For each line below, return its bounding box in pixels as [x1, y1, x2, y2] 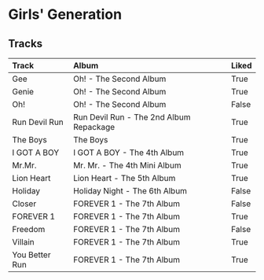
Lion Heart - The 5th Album [73, 173, 176, 183]
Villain [12, 237, 35, 247]
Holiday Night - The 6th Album [73, 186, 187, 196]
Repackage [73, 122, 115, 132]
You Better [12, 249, 51, 260]
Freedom [12, 224, 46, 234]
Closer [12, 198, 37, 209]
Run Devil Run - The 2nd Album [73, 112, 191, 123]
